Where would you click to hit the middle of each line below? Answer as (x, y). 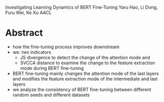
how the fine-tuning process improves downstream (66, 47)
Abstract (24, 33)
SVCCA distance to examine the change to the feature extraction (88, 63)
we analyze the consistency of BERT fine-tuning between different (82, 89)
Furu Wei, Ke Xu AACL (29, 13)
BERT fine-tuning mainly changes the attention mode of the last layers (86, 73)
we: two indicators (32, 52)
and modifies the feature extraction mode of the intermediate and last (85, 79)
